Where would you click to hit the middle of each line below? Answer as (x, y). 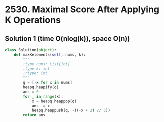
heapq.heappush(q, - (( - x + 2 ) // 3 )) (71, 111)
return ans (34, 115)
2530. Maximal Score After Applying (82, 9)
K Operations (33, 20)
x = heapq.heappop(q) (54, 101)
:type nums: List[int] (46, 64)
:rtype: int (35, 73)
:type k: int (36, 69)
